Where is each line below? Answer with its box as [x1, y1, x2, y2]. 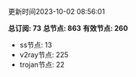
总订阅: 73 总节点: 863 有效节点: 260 [8, 24, 128, 33]
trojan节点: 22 [19, 60, 65, 69]
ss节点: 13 [19, 40, 53, 49]
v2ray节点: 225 [19, 50, 69, 59]
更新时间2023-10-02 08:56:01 [8, 7, 105, 16]
